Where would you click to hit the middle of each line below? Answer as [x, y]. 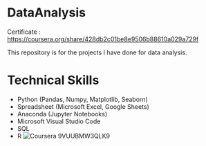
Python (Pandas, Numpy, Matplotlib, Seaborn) [83, 99]
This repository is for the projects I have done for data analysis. [97, 52]
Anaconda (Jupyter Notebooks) [62, 114]
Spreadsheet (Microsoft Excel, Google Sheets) [83, 106]
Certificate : [24, 32]
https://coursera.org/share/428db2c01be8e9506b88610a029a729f [103, 39]
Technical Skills [53, 80]
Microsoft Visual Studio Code [59, 121]
